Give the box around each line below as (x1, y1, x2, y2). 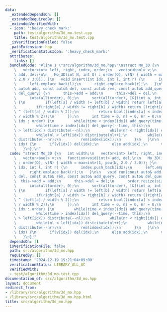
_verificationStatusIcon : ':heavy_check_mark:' (9, 49, 110, 54)
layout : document (5, 281, 41, 286)
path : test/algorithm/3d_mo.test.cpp (14, 30, 92, 35)
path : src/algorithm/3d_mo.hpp (9, 248, 75, 253)
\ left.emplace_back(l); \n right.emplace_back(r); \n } (14, 81, 157, 86)
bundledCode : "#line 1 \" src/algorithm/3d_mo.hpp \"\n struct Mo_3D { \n (9, 63, 159, 68)
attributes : (9, 53, 35, 59)
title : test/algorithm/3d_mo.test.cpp (14, 35, 94, 40)
